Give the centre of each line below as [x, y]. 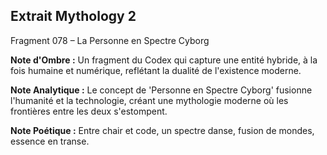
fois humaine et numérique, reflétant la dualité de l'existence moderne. [156, 70]
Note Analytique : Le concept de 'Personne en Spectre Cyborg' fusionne [161, 90]
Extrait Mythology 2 [73, 16]
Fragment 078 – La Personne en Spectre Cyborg [110, 40]
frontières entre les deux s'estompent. [89, 111]
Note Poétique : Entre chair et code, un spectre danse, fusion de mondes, [162, 130]
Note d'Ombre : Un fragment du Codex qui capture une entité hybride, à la [164, 60]
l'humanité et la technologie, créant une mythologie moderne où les [149, 100]
